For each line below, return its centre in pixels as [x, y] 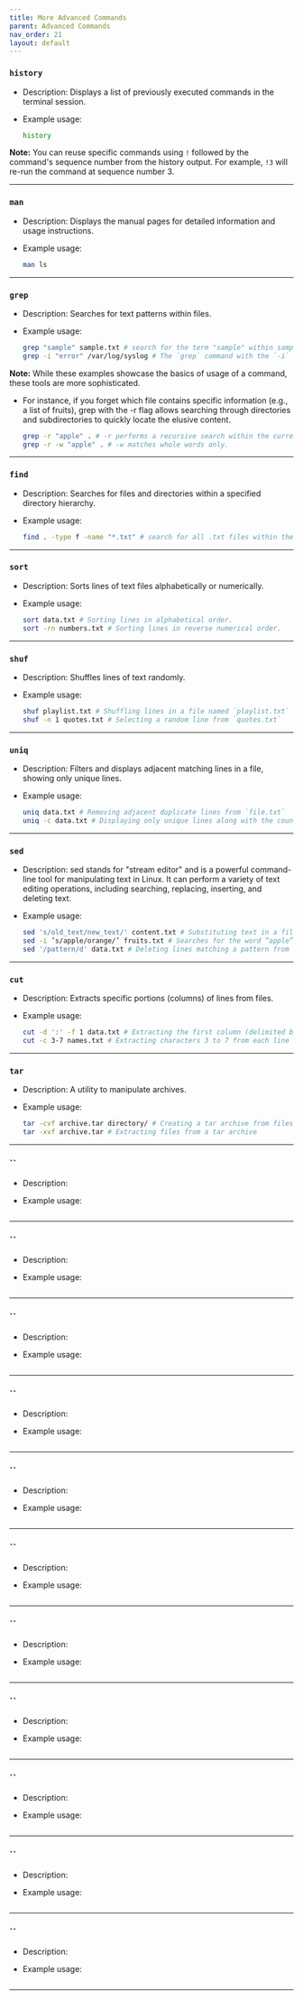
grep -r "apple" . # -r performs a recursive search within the [146, 436]
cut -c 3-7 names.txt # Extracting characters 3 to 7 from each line [156, 1040]
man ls [35, 264]
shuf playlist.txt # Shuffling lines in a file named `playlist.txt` [156, 711]
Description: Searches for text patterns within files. [117, 313]
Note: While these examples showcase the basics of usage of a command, [148, 373]
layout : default [40, 43]
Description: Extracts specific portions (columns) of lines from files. [148, 998]
